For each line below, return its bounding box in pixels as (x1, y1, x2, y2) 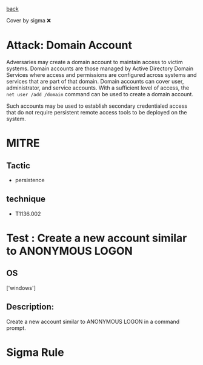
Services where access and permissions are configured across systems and (6, 71, 197, 78)
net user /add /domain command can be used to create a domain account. (6, 90, 194, 97)
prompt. (6, 324, 26, 332)
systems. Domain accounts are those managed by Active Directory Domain (6, 65, 194, 72)
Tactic (6, 160, 30, 171)
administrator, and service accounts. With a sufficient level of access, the (6, 84, 190, 91)
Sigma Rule (6, 345, 65, 359)
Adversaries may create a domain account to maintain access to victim (6, 58, 183, 65)
